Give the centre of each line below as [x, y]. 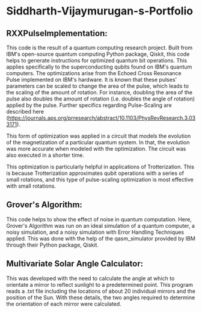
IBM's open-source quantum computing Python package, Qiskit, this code [98, 54]
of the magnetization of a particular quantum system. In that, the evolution [98, 142]
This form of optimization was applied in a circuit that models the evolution [99, 136]
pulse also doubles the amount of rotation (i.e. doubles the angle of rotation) [101, 99]
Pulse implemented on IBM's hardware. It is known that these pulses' [92, 80]
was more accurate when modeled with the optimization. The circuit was [96, 149]
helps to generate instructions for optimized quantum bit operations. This [97, 60]
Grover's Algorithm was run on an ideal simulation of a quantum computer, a [101, 225]
